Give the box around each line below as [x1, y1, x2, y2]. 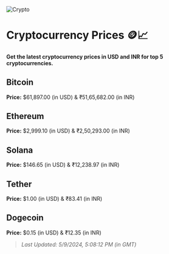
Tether [6, 179, 32, 189]
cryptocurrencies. [6, 59, 53, 67]
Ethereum [6, 111, 44, 122]
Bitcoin [6, 77, 34, 88]
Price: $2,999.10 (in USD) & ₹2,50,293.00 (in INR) [6, 127, 131, 134]
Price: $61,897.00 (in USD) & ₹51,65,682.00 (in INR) [6, 93, 135, 101]
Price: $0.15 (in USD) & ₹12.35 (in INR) [6, 229, 102, 236]
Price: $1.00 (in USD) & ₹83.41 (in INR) [6, 195, 103, 203]
